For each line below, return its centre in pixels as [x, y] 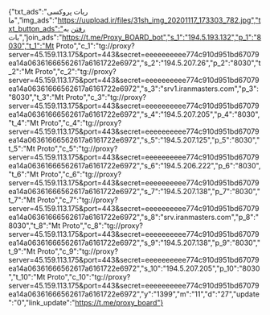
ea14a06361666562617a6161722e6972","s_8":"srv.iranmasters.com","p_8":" [134, 217]
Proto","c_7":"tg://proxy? [78, 200]
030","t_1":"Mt [31, 46]
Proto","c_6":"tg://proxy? [81, 174]
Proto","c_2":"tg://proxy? [76, 71]
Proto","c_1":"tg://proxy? [95, 46]
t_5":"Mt [22, 149]
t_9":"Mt [22, 251]
